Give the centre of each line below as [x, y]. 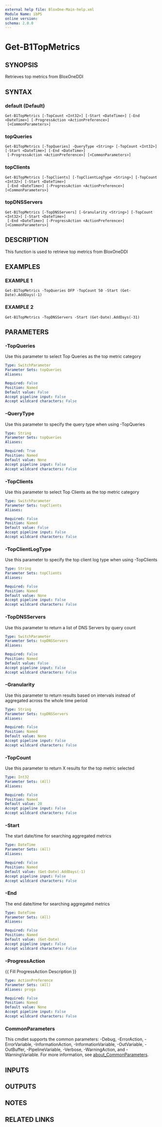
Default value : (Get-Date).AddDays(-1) [45, 872]
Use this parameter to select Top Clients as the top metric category [72, 492]
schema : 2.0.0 [19, 23]
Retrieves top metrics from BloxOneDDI [44, 77]
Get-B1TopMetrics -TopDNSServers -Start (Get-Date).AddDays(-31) [72, 317]
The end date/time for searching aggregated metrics [57, 904]
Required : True [20, 451]
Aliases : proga [20, 989]
